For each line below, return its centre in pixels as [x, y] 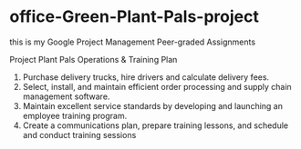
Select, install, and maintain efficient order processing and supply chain [157, 86]
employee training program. [75, 115]
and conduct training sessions [79, 134]
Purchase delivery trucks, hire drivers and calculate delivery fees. [146, 77]
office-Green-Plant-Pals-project [135, 17]
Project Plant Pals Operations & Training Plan [93, 59]
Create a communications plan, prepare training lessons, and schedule [156, 125]
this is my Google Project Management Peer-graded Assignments [133, 42]
